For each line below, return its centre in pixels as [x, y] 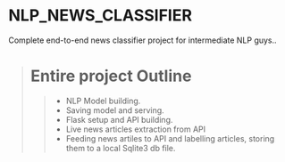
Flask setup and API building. [119, 119]
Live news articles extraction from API [136, 129]
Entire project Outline [111, 76]
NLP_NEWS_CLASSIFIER [101, 16]
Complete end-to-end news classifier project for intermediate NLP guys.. [143, 40]
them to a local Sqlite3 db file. [121, 148]
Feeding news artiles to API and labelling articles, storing [170, 138]
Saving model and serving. [115, 110]
